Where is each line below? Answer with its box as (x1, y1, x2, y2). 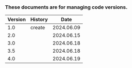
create (30, 24, 45, 31)
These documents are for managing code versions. (5, 4, 128, 11)
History (30, 16, 48, 23)
